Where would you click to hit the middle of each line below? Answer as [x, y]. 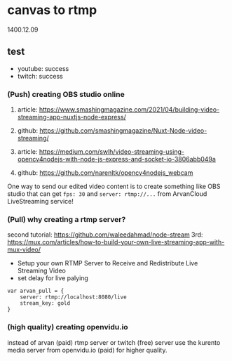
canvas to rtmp [52, 10]
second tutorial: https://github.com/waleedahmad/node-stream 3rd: [105, 235]
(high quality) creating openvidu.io [68, 327]
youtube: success [43, 68]
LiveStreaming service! [40, 202]
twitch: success [40, 76]
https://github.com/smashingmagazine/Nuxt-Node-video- [123, 131]
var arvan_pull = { [36, 291]
